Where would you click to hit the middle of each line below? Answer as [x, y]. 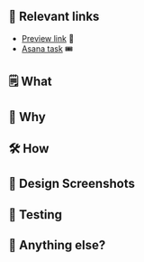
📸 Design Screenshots [72, 184]
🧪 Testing [36, 215]
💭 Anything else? [57, 245]
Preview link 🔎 [48, 38]
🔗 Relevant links [54, 17]
